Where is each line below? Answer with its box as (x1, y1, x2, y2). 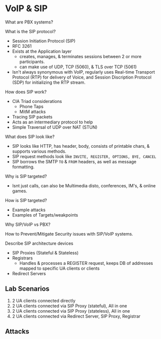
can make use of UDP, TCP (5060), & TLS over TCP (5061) (19, 64, 137, 70)
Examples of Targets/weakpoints (12, 212, 78, 218)
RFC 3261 (12, 43, 32, 49)
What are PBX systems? (5, 19, 54, 25)
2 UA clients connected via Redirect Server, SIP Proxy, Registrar (12, 313, 141, 319)
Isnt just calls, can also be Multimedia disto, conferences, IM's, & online (12, 182, 156, 188)
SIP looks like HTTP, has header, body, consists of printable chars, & (12, 143, 150, 149)
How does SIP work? (5, 89, 47, 95)
